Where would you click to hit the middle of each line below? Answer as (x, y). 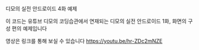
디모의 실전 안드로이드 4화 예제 (42, 9)
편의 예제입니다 (29, 29)
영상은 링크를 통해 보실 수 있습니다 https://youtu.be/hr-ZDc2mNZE (84, 41)
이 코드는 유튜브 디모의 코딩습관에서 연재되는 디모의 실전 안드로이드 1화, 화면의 (96, 21)
